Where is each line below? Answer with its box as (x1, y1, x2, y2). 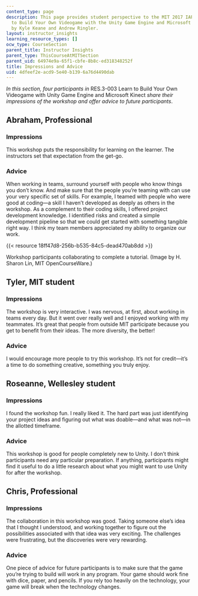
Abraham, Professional (6, 115, 93, 125)
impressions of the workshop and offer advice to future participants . (6, 98, 173, 105)
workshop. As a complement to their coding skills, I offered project (6, 206, 168, 213)
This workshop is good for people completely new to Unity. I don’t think (6, 450, 180, 458)
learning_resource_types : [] (6, 36, 78, 42)
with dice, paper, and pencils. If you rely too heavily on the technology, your (6, 577, 190, 584)
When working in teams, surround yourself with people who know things (6, 181, 183, 188)
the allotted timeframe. (6, 422, 61, 429)
